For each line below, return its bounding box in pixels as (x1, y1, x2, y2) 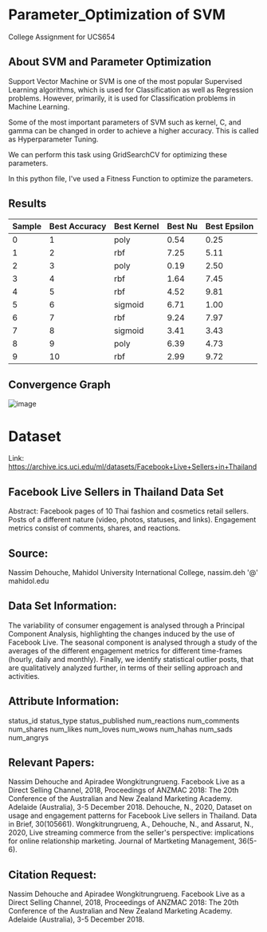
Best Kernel (114, 220, 159, 232)
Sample (12, 220, 42, 232)
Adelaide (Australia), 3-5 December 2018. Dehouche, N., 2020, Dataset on (8, 803, 253, 812)
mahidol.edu (8, 576, 49, 585)
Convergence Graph (8, 378, 112, 391)
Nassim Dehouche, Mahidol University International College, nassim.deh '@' (8, 567, 259, 577)
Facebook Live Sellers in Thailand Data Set (8, 485, 225, 498)
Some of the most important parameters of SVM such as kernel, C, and (8, 117, 241, 127)
